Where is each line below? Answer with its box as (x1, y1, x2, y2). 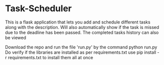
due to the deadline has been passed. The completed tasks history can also (5, 29, 159, 35)
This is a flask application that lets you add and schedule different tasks (5, 19, 151, 25)
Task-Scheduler (5, 3, 72, 14)
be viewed (5, 35, 26, 41)
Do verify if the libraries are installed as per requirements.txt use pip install (5, 49, 157, 55)
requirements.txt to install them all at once (8, 54, 94, 60)
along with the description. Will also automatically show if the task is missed (5, 24, 159, 30)
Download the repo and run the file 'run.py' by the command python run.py (5, 44, 158, 50)
